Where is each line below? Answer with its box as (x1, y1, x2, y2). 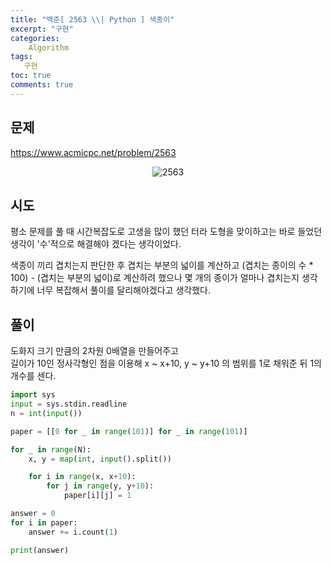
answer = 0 (10, 509, 56, 519)
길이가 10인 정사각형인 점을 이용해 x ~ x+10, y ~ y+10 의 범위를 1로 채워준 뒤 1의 (10, 357, 322, 370)
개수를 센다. (10, 370, 57, 382)
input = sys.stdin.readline (10, 399, 128, 410)
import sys (10, 390, 56, 400)
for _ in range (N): (10, 444, 92, 455)
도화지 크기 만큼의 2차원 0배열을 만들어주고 (10, 345, 179, 357)
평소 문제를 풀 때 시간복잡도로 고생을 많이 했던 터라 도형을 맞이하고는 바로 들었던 (10, 226, 323, 238)
